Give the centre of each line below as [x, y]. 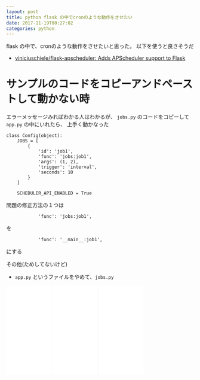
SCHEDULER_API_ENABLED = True [55, 193]
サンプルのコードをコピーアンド [84, 84]
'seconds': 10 [56, 172]
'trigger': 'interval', [67, 167]
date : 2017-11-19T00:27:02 [40, 23]
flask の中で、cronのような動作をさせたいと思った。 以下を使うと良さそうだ [100, 46]
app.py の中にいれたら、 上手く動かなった [58, 124]
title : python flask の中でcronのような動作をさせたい [70, 17]
